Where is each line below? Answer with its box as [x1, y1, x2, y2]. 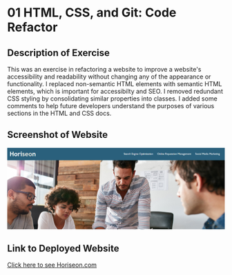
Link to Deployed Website [7, 243, 119, 254]
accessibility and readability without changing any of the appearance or [7, 72, 211, 81]
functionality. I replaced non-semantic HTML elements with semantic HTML [7, 80, 222, 88]
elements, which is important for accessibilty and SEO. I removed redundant [7, 88, 223, 95]
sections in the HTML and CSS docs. [7, 109, 112, 117]
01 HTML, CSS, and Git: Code [7, 5, 177, 21]
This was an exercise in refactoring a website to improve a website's [7, 65, 202, 73]
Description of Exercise [7, 47, 110, 59]
